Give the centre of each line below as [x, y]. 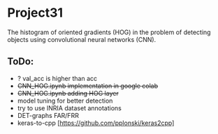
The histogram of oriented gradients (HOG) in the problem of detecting [109, 32]
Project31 [35, 13]
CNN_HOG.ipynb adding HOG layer [68, 93]
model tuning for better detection [65, 100]
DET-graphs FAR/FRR [48, 115]
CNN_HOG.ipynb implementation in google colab [88, 86]
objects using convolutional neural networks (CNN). [82, 39]
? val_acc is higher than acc [57, 78]
